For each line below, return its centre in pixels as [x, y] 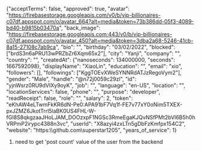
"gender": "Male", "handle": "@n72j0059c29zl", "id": [71, 79]
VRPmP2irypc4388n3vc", [38, 124]
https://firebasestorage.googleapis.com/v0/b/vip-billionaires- [85, 15]
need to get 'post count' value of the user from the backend [89, 142]
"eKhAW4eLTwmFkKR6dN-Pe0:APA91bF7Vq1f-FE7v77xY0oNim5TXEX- [94, 104]
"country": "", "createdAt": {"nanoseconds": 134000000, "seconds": [91, 60]
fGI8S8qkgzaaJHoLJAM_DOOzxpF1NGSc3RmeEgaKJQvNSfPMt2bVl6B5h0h [101, 117]
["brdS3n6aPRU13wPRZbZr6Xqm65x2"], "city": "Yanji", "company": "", [94, 53]
